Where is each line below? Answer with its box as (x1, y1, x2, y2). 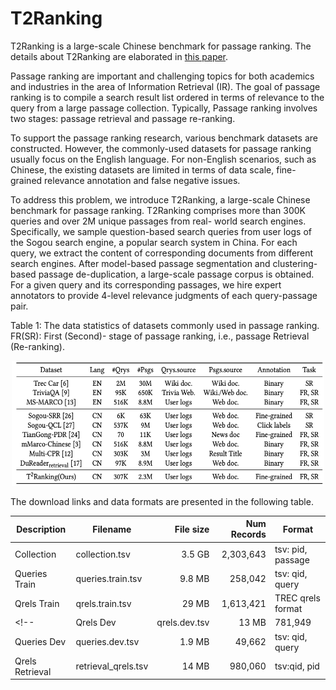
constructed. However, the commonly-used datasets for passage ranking (10, 142, 312, 154)
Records (230, 528, 267, 541)
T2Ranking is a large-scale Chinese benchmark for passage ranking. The (10, 40, 312, 52)
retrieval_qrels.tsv (75, 660, 149, 672)
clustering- (272, 257, 318, 269)
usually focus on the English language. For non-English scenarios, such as (10, 153, 317, 165)
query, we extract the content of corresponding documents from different (10, 247, 314, 259)
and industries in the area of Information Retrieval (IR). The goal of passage (10, 80, 321, 92)
